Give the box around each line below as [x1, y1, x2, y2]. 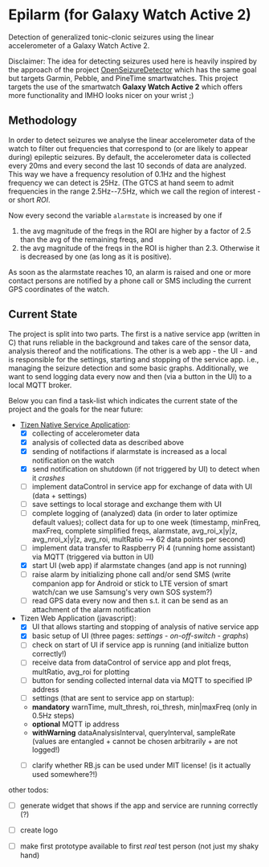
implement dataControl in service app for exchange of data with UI [31, 481, 253, 491]
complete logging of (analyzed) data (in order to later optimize [31, 508, 238, 517]
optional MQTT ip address [31, 719, 120, 729]
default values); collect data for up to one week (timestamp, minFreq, [31, 517, 261, 527]
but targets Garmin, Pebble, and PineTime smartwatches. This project [8, 73, 238, 83]
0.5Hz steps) [31, 710, 75, 720]
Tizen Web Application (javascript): [19, 613, 137, 624]
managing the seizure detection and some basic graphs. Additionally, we [8, 363, 249, 373]
